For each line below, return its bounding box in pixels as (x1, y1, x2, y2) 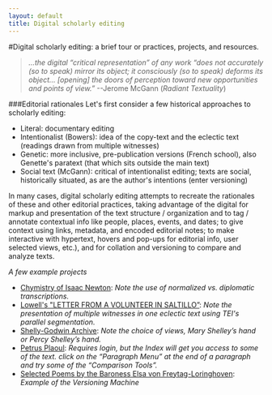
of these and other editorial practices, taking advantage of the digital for (8, 200, 249, 209)
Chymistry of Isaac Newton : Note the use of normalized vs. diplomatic (19, 282, 255, 292)
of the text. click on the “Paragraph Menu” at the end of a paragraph (19, 351, 251, 361)
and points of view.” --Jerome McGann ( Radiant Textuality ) (28, 83, 227, 93)
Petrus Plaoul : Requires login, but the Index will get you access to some (19, 342, 259, 353)
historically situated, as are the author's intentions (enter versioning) (19, 175, 249, 185)
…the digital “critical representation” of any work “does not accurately (28, 58, 264, 67)
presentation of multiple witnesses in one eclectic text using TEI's (19, 308, 240, 318)
